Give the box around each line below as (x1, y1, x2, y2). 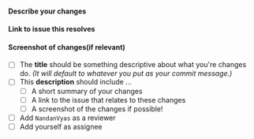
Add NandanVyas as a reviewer (19, 113, 116, 122)
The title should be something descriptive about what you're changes (19, 60, 247, 69)
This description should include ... (19, 77, 132, 87)
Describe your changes (8, 6, 87, 16)
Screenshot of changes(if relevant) (8, 42, 126, 51)
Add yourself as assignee (19, 122, 103, 131)
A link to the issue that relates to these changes (31, 95, 186, 104)
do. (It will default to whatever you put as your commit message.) (19, 69, 233, 78)
